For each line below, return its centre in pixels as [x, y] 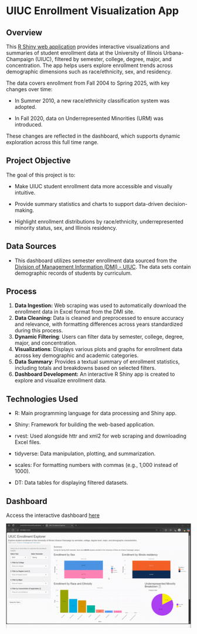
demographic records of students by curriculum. [73, 273]
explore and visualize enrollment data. [60, 381]
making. [24, 210]
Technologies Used [42, 399]
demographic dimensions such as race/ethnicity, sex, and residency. [89, 71]
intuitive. [25, 192]
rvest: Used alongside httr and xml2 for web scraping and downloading [100, 436]
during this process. [39, 331]
